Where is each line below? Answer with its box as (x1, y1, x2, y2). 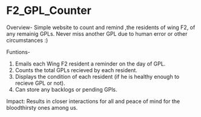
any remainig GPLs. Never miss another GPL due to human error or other (6, 30, 188, 37)
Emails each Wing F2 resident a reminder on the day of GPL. (15, 60, 166, 67)
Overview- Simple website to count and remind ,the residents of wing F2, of (6, 24, 196, 31)
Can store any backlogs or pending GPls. (15, 85, 117, 93)
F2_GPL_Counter (6, 4, 92, 18)
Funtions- (6, 48, 30, 55)
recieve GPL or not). (15, 79, 65, 87)
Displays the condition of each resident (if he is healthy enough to (15, 73, 180, 80)
